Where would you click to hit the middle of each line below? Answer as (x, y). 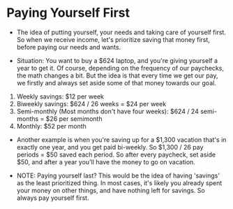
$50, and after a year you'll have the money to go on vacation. (106, 161)
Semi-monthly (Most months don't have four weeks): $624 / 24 (108, 111)
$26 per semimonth (74, 118)
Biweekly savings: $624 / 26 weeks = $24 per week (91, 103)
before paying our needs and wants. (69, 47)
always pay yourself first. (53, 198)
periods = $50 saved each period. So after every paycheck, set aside (116, 154)
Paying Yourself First (68, 13)
